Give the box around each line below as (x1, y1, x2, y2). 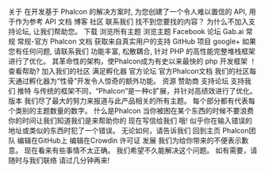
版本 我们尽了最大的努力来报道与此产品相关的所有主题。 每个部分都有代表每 (8, 96, 255, 105)
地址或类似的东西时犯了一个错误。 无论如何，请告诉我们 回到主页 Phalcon (8, 126, 249, 135)
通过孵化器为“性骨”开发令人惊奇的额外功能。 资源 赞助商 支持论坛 (14, 76, 229, 86)
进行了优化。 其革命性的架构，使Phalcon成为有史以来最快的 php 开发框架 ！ (8, 56, 257, 66)
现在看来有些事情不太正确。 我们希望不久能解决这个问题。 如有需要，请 (23, 146, 258, 155)
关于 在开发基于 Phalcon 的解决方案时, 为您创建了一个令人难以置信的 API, (8, 7, 248, 16)
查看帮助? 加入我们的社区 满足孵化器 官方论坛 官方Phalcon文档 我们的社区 (8, 67, 250, 75)
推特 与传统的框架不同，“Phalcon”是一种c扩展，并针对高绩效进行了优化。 (17, 86, 258, 95)
